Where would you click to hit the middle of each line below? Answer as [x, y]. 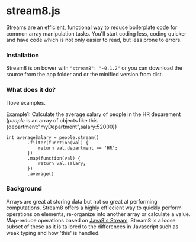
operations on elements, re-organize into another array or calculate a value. [98, 214]
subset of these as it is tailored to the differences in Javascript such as [92, 227]
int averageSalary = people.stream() [53, 137]
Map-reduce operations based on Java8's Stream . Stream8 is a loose [91, 220]
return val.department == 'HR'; [78, 148]
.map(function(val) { [54, 158]
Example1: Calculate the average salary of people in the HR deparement [94, 114]
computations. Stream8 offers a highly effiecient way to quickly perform [94, 208]
